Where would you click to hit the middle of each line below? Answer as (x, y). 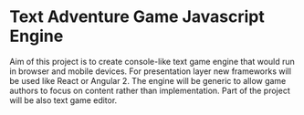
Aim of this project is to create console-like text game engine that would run (152, 61)
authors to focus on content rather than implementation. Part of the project (150, 90)
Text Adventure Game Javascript (137, 17)
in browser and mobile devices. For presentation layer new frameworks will (151, 71)
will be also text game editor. (63, 100)
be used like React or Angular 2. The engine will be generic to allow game (148, 80)
